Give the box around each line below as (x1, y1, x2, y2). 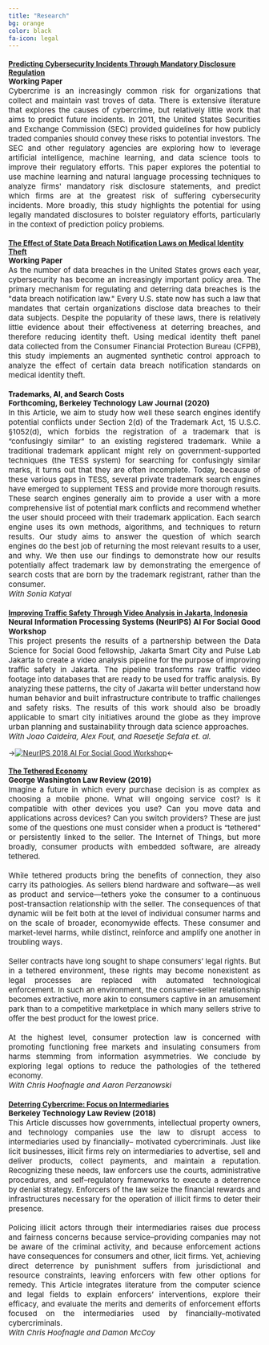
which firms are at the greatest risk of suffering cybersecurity (8, 190, 261, 201)
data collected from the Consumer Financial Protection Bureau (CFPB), (8, 341, 261, 352)
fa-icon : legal (8, 34, 59, 43)
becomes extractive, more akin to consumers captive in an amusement (8, 994, 261, 1005)
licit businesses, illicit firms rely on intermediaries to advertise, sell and (8, 1146, 261, 1156)
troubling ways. (8, 937, 63, 948)
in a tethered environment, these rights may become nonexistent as (8, 965, 261, 976)
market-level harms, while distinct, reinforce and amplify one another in (8, 927, 261, 938)
